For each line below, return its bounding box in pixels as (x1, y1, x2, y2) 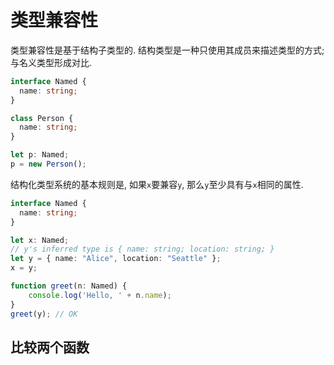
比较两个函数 (10, 339, 90, 356)
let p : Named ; (10, 150, 70, 160)
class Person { (10, 113, 74, 123)
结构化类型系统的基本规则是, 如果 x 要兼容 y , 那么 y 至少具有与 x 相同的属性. (10, 178, 304, 190)
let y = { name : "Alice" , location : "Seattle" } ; (10, 254, 222, 264)
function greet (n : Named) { (10, 281, 128, 291)
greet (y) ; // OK (10, 309, 78, 319)
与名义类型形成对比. (10, 56, 93, 68)
